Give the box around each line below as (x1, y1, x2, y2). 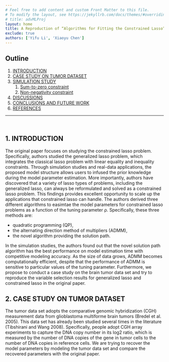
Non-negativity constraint (20, 89, 74, 95)
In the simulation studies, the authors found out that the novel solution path (5, 242, 161, 248)
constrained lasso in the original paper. (5, 280, 86, 286)
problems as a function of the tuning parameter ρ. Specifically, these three (5, 206, 159, 213)
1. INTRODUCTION (5, 134, 64, 143)
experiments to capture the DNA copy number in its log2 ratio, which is (5, 329, 152, 336)
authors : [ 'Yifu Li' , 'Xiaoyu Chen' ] (5, 36, 84, 41)
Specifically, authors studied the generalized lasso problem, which (5, 153, 143, 159)
